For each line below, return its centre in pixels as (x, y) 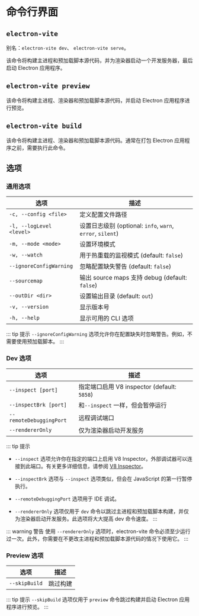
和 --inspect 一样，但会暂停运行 (123, 405)
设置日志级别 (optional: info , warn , (127, 226)
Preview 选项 (25, 556)
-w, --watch (26, 255)
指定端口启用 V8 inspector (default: (127, 387)
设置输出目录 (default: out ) (117, 296)
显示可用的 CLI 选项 (107, 319)
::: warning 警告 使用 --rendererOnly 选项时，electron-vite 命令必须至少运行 (98, 531)
